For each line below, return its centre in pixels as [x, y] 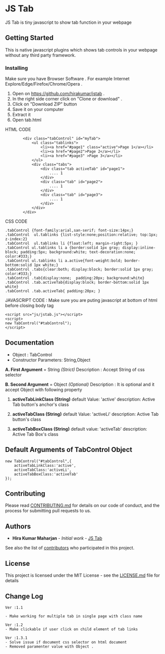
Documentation [30, 343]
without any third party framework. [41, 55]
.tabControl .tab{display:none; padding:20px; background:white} [75, 278]
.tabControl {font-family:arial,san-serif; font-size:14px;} [69, 231]
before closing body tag [29, 305]
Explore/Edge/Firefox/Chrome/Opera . [44, 84]
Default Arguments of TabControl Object [69, 450]
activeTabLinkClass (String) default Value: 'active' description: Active [84, 399]
